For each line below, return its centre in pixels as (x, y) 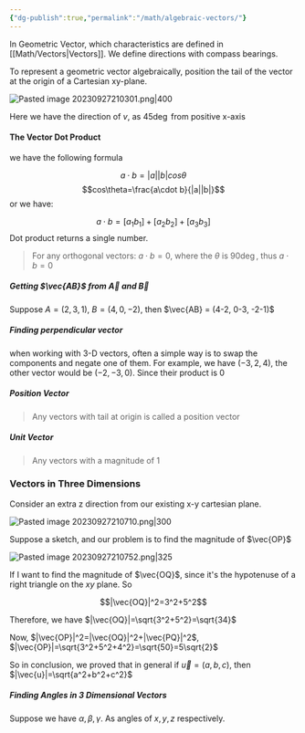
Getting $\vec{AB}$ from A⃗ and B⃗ (79, 286)
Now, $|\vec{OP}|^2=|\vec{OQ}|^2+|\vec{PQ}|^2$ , (104, 637)
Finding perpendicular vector (66, 330)
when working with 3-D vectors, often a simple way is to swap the (134, 353)
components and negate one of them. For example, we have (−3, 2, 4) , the (148, 362)
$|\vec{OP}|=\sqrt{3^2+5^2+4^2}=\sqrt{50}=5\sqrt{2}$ (114, 647)
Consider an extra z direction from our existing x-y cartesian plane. (136, 504)
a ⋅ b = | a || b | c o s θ (153, 175)
